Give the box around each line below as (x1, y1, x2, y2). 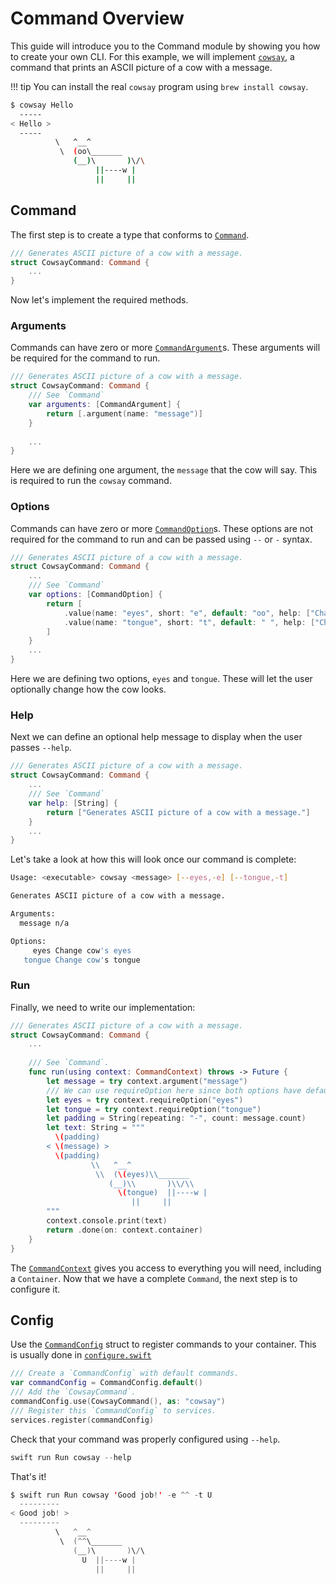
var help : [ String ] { (28, 798, 118, 808)
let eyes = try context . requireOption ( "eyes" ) (46, 1095, 244, 1105)
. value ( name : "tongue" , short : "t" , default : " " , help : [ (63, 617, 316, 627)
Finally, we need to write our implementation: (10, 1001, 196, 1013)
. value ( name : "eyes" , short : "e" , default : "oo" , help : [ (63, 608, 311, 618)
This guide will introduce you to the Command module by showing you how (10, 40, 321, 52)
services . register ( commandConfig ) (10, 1415, 155, 1425)
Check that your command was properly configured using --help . (10, 1433, 281, 1445)
